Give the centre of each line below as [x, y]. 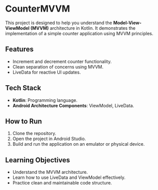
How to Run [24, 121]
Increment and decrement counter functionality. [62, 61]
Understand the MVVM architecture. [50, 172]
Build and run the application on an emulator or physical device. [78, 144]
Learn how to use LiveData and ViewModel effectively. [69, 177]
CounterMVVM [38, 9]
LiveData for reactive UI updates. [47, 72]
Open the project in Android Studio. [49, 139]
